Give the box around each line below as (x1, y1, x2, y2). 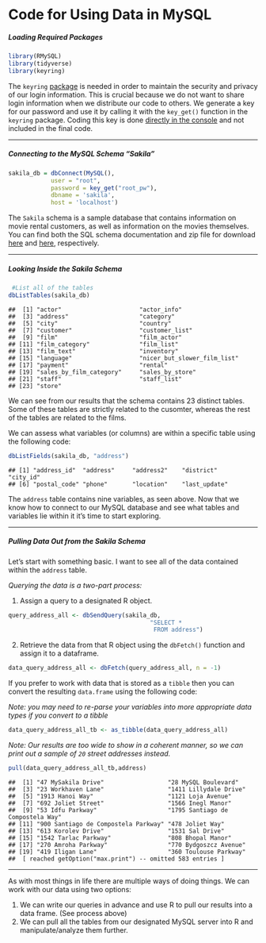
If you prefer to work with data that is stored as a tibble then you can (8, 679, 235, 688)
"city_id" (8, 473, 41, 481)
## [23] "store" (8, 382, 62, 390)
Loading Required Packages (8, 32, 103, 41)
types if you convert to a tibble (8, 710, 108, 720)
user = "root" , (50, 176, 101, 184)
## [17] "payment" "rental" (8, 361, 169, 369)
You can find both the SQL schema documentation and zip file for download (8, 230, 256, 240)
